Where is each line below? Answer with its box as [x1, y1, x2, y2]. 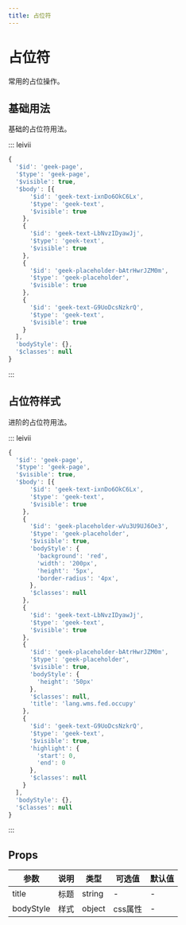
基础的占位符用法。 [8, 124, 72, 134]
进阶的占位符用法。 [8, 417, 72, 426]
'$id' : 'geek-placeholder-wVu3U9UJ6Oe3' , [29, 523, 169, 531]
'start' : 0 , [37, 752, 77, 760]
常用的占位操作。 [8, 76, 64, 86]
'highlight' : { [29, 744, 80, 752]
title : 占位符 [8, 11, 52, 20]
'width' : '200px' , [37, 559, 98, 567]
